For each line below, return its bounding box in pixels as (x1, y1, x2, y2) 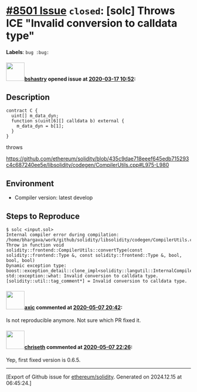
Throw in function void (6, 242, 64, 248)
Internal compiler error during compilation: (6, 232, 119, 237)
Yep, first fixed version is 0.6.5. (6, 357, 81, 364)
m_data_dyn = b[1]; (16, 123, 64, 129)
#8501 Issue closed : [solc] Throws (6, 4, 175, 18)
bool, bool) (6, 257, 35, 263)
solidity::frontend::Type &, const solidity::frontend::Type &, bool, (6, 252, 182, 258)
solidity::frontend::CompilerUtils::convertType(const (6, 247, 143, 253)
